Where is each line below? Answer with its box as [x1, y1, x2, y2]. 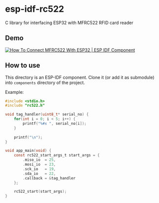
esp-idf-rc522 [5, 3, 64, 15]
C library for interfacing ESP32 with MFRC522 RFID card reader [5, 20, 133, 26]
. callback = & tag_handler [23, 175, 76, 180]
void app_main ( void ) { [5, 148, 52, 153]
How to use [5, 61, 40, 70]
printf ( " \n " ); [14, 135, 43, 140]
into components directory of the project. [5, 80, 85, 86]
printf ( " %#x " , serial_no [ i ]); [23, 121, 87, 126]
